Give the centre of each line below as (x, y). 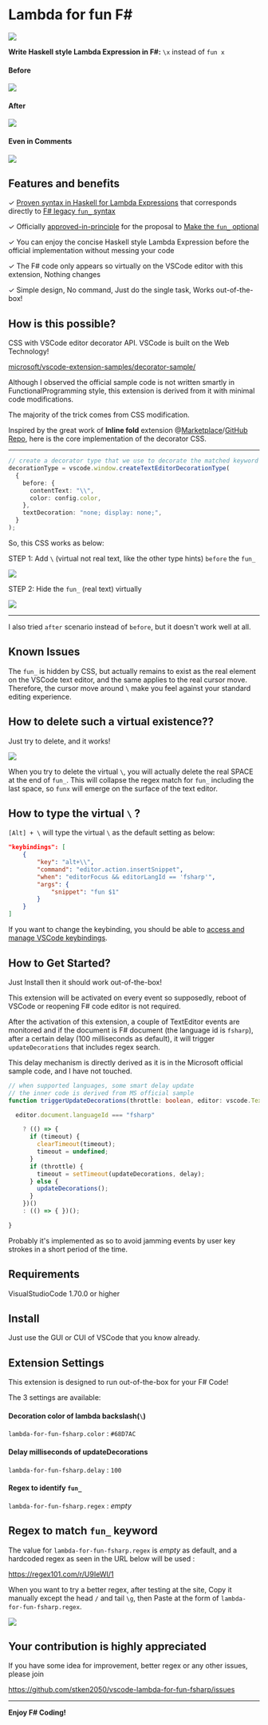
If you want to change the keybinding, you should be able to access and (126, 930)
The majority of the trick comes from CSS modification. (99, 415)
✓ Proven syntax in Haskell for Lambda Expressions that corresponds (122, 203)
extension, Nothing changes (55, 275)
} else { (44, 1181)
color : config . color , (65, 498)
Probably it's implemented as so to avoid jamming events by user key (122, 1240)
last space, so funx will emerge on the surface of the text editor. (113, 788)
